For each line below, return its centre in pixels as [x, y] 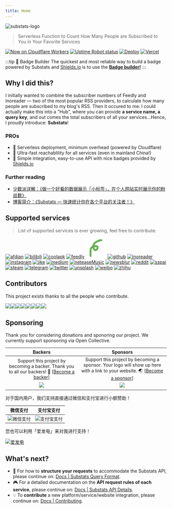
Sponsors [122, 352]
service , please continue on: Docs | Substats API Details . [73, 490]
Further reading [25, 177]
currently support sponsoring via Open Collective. [58, 341]
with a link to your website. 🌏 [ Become [122, 371]
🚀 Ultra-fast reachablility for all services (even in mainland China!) [82, 153]
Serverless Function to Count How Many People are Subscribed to [88, 36]
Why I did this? [29, 83]
